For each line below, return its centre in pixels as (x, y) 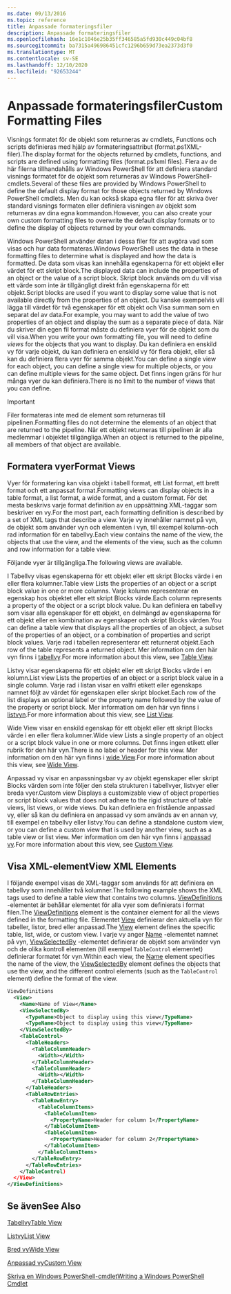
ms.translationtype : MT (41, 53)
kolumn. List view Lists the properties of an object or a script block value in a (115, 678)
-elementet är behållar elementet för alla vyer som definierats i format (106, 905)
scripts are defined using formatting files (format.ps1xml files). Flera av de (112, 162)
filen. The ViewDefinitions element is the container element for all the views (113, 913)
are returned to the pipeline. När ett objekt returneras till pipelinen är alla (110, 430)
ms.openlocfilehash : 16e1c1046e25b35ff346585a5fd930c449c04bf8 (100, 39)
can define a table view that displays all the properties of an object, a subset (115, 628)
